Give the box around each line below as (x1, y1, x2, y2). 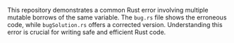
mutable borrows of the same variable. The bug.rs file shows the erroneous (7, 13, 227, 21)
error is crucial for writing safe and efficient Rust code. (7, 28, 166, 36)
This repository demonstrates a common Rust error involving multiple (7, 6, 209, 14)
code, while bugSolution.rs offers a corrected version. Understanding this (7, 21, 223, 28)
